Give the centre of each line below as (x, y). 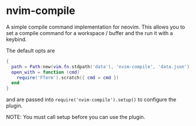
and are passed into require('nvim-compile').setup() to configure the (91, 100)
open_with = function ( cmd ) (46, 72)
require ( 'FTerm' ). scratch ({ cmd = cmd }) (68, 78)
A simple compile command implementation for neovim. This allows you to (96, 27)
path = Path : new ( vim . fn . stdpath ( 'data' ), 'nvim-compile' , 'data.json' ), (102, 66)
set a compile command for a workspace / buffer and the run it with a (90, 33)
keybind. (17, 39)
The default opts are (31, 50)
